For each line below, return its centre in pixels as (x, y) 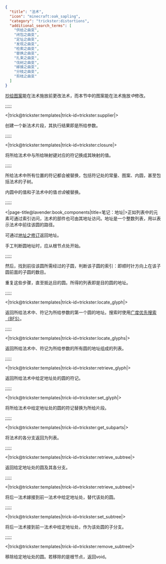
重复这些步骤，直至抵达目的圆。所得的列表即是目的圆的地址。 (68, 282)
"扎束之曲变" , (27, 58)
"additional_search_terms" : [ (41, 26)
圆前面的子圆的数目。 (27, 272)
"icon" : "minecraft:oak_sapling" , (45, 16)
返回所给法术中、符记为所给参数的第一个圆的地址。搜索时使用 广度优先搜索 (81, 312)
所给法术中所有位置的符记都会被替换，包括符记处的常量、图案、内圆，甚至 (81, 175)
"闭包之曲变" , (27, 35)
